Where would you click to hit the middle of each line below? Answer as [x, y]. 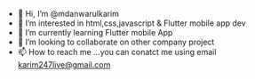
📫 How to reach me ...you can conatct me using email [117, 52]
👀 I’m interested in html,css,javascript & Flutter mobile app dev [131, 23]
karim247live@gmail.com [64, 65]
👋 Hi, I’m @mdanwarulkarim [68, 14]
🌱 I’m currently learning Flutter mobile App [95, 32]
